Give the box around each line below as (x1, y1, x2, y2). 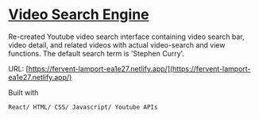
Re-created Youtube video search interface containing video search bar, (8, 32, 245, 41)
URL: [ (8, 63, 29, 73)
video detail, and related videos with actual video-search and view (8, 40, 226, 49)
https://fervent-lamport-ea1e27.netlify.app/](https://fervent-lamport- (28, 63, 252, 73)
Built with (8, 87, 39, 97)
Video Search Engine (8, 6, 149, 24)
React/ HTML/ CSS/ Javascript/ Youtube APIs (8, 103, 158, 111)
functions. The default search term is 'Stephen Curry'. (8, 48, 185, 58)
